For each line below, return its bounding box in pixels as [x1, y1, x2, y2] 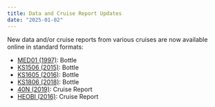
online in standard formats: [7, 43, 84, 51]
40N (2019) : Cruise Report [17, 85, 93, 93]
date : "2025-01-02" [7, 16, 64, 23]
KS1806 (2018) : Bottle [17, 78, 80, 86]
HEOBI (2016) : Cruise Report [17, 92, 99, 100]
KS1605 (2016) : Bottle [17, 70, 80, 79]
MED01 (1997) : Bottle [17, 56, 77, 64]
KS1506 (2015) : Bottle [17, 63, 80, 71]
